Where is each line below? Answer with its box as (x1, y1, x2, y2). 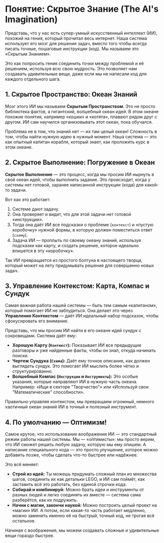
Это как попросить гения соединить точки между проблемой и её (5, 60, 144, 66)
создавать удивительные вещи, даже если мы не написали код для (5, 71, 147, 77)
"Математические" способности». (12, 389, 85, 395)
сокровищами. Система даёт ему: (5, 333, 77, 339)
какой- (144, 181, 159, 187)
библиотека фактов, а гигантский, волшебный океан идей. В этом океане (5, 108, 159, 114)
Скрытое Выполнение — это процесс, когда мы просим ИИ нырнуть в (5, 171, 154, 177)
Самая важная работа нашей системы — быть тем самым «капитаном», (5, 303, 158, 309)
